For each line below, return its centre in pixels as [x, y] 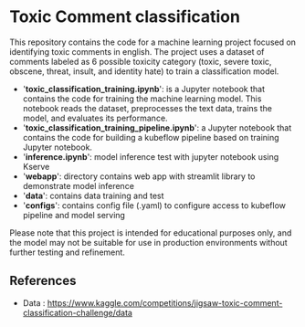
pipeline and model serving [74, 215]
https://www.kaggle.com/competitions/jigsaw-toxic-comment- [165, 302]
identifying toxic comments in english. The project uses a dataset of [137, 51]
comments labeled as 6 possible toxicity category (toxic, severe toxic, [141, 61]
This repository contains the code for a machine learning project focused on [153, 42]
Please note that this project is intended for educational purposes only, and [151, 232]
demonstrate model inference [79, 185]
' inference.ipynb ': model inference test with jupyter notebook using [151, 156]
